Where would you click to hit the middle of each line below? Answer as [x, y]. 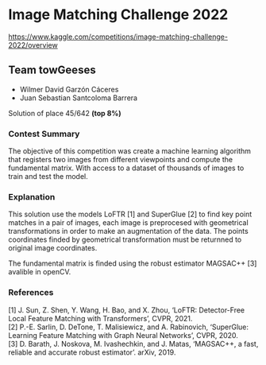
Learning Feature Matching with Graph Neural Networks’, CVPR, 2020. [123, 335]
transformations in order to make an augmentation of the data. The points [128, 231]
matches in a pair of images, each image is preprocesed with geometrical [128, 223]
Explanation [32, 196]
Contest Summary [44, 134]
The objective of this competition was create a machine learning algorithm [130, 151]
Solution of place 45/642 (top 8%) [65, 113]
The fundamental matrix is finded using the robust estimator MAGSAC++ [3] [133, 263]
